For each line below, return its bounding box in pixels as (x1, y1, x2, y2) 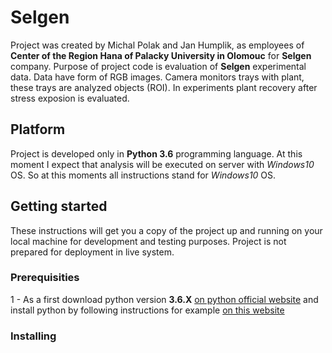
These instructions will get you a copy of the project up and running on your (10, 224, 323, 236)
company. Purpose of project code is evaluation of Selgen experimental (10, 60, 307, 72)
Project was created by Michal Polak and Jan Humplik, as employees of (10, 39, 305, 51)
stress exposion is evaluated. (10, 92, 130, 104)
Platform (10, 121, 66, 138)
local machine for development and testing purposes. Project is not (10, 235, 287, 247)
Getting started (10, 198, 108, 215)
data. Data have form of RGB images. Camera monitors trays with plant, (10, 71, 305, 83)
